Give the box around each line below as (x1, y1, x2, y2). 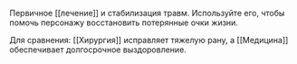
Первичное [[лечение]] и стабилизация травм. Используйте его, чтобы (9, 8, 285, 18)
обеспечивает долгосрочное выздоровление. (9, 44, 187, 55)
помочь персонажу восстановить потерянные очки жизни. (9, 17, 238, 28)
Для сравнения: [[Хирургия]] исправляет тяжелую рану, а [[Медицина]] (9, 35, 289, 45)
